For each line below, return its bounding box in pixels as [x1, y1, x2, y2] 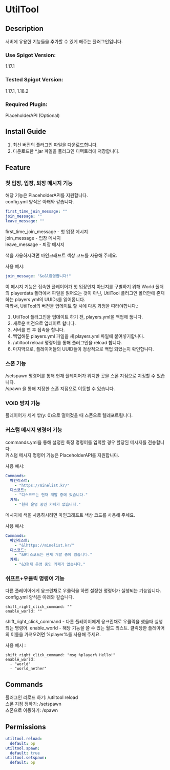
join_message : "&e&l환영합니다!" [5, 274, 72, 279]
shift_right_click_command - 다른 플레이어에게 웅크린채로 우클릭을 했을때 [5, 619, 154, 625]
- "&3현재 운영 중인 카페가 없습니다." [14, 562, 86, 567]
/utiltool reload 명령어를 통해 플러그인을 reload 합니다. [12, 339, 122, 345]
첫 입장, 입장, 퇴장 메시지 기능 [5, 180, 73, 187]
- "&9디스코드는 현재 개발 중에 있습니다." [14, 552, 93, 557]
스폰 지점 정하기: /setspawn [5, 701, 61, 707]
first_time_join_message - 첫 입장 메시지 [5, 229, 88, 235]
